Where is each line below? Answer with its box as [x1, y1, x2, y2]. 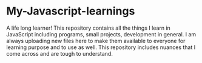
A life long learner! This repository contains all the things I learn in [6, 24, 171, 31]
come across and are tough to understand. [6, 50, 113, 57]
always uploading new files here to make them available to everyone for [6, 37, 186, 44]
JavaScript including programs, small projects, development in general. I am [6, 30, 197, 38]
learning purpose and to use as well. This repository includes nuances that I [6, 44, 196, 51]
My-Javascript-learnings [6, 4, 135, 18]
